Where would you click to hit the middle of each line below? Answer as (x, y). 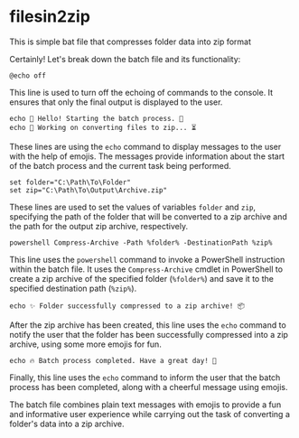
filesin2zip (50, 17)
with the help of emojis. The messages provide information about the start (147, 156)
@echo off (28, 75)
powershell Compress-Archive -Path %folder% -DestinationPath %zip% (141, 242)
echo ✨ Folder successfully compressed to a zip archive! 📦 (127, 306)
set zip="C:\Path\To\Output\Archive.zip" (89, 190)
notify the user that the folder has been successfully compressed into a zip (149, 334)
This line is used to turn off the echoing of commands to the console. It (141, 92)
